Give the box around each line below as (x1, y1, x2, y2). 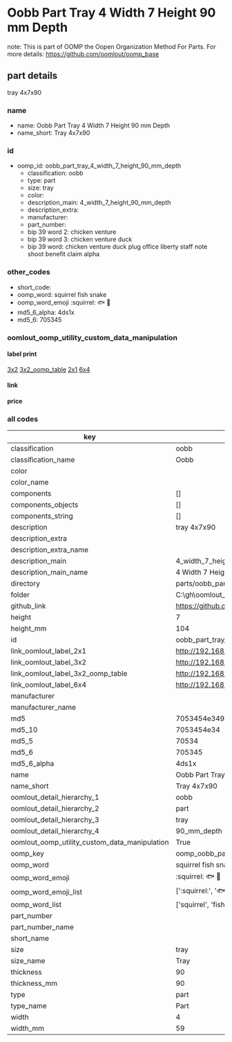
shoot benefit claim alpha (27, 250, 100, 258)
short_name (10, 933, 50, 943)
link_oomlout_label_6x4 (10, 680, 87, 690)
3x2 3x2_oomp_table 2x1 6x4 (7, 365, 90, 373)
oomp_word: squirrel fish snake (17, 290, 107, 298)
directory (10, 579, 40, 589)
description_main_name (10, 568, 88, 577)
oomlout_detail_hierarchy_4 (10, 826, 99, 836)
